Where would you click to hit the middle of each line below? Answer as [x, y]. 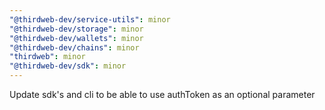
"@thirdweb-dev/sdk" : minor [68, 66]
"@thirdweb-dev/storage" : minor [76, 29]
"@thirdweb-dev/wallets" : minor [76, 38]
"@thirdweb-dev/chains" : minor [74, 47]
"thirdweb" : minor [47, 57]
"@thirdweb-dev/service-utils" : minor [90, 19]
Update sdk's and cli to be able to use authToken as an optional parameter [162, 94]
